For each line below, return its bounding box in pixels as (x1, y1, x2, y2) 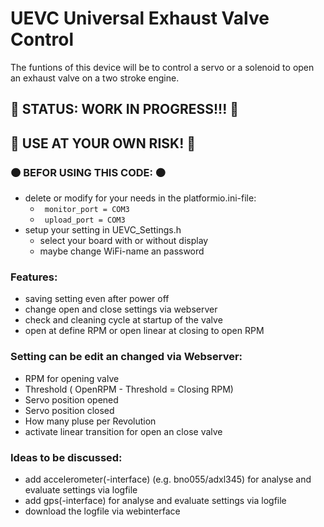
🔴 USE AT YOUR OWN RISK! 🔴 (10, 135, 196, 152)
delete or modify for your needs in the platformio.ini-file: (24, 192, 257, 204)
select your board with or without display (39, 235, 209, 247)
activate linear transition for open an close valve (24, 425, 223, 437)
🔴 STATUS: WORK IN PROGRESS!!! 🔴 (10, 101, 240, 118)
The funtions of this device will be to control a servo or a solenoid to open (10, 61, 315, 73)
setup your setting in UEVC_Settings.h (24, 224, 182, 236)
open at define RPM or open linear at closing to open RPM (24, 325, 265, 337)
